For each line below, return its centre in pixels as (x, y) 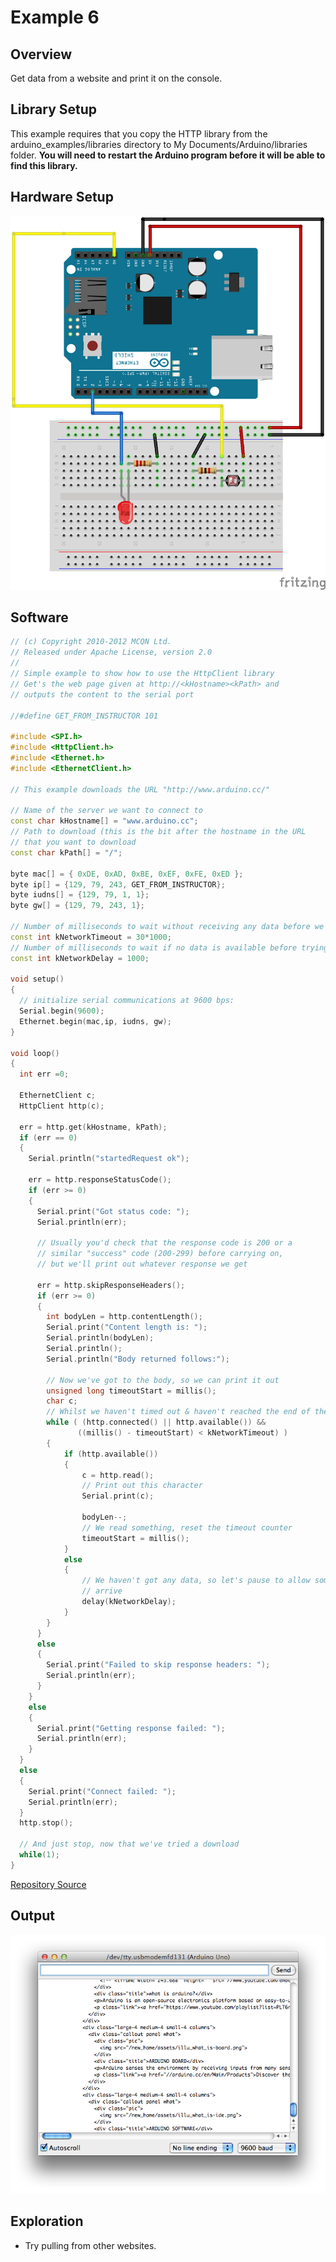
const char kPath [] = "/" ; (66, 852)
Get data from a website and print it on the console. (116, 78)
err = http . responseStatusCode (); (100, 1180)
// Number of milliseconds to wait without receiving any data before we (167, 927)
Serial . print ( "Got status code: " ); (113, 1211)
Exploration (47, 2221)
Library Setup (54, 109)
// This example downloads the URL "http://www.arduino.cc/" (140, 789)
